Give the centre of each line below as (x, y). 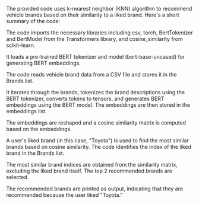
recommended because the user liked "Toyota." (64, 195)
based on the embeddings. (39, 129)
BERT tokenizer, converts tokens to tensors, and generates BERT (85, 98)
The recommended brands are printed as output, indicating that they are (94, 189)
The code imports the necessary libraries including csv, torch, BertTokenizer (99, 33)
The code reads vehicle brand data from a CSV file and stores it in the (91, 74)
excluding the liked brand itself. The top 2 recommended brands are (89, 171)
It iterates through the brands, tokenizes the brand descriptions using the (96, 92)
